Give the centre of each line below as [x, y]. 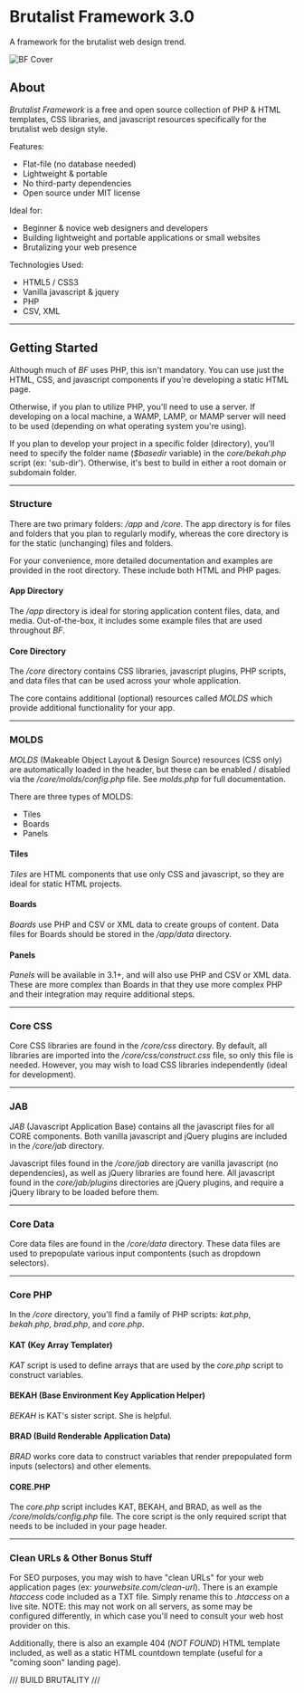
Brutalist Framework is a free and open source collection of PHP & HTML [145, 110]
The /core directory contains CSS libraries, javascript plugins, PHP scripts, [148, 671]
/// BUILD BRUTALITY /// [55, 1680]
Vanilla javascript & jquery [71, 292]
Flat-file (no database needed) [79, 164]
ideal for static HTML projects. [66, 884]
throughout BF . [38, 630]
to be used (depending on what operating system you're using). [128, 426]
